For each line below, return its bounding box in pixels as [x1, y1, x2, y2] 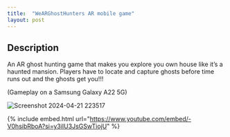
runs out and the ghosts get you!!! [7, 75, 104, 83]
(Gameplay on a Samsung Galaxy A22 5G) [7, 88, 127, 96]
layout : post [7, 17, 45, 23]
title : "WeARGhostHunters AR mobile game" [7, 10, 135, 17]
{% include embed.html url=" [7, 115, 90, 123]
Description [7, 42, 59, 54]
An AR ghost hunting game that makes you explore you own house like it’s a [7, 60, 223, 69]
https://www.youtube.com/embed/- [89, 115, 192, 123]
